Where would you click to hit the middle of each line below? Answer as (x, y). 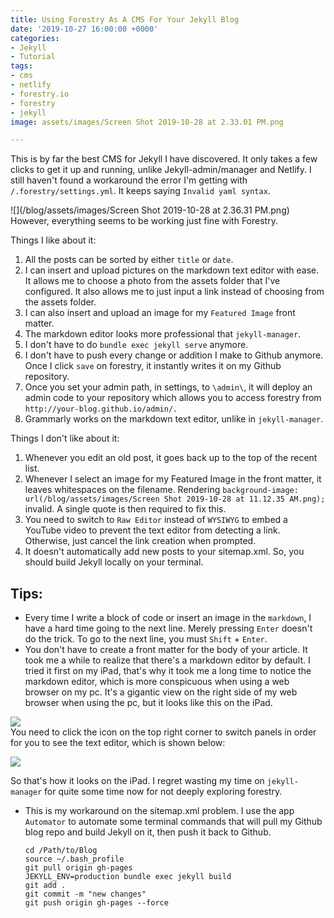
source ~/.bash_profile (74, 859)
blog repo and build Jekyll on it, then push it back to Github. (148, 832)
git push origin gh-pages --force (96, 903)
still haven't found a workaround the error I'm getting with (129, 180)
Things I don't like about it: (65, 438)
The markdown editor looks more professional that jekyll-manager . (163, 334)
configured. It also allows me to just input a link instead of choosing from (174, 292)
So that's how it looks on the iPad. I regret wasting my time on (137, 781)
